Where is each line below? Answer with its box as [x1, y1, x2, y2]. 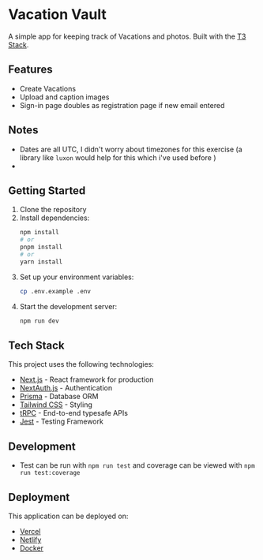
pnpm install [19, 243, 63, 252]
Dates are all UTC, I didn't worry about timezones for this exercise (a [19, 144, 242, 154]
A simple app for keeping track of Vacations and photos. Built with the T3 [8, 32, 246, 41]
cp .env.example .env [19, 287, 91, 295]
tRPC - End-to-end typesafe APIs [19, 409, 129, 418]
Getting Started [8, 184, 86, 197]
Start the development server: [19, 301, 118, 311]
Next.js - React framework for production [19, 375, 154, 384]
